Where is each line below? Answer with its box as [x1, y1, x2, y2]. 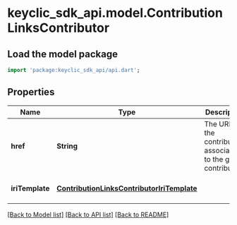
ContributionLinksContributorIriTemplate [56, 183, 197, 193]
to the [204, 154, 224, 164]
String [56, 141, 78, 151]
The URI [204, 118, 231, 128]
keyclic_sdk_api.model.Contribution [7, 5, 224, 21]
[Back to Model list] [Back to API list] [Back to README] [7, 210, 169, 219]
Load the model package [7, 48, 119, 60]
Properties [7, 86, 55, 98]
